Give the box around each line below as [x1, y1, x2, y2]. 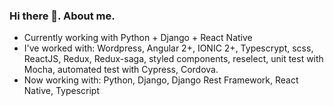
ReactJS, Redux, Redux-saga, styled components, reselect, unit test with [23, 53, 324, 65]
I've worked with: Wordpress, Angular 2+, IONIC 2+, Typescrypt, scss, [23, 42, 314, 54]
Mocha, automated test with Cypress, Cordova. [23, 64, 219, 76]
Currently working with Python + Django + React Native [23, 32, 253, 44]
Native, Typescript [23, 85, 101, 97]
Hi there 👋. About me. [9, 9, 116, 23]
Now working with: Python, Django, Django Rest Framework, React [23, 74, 299, 86]
